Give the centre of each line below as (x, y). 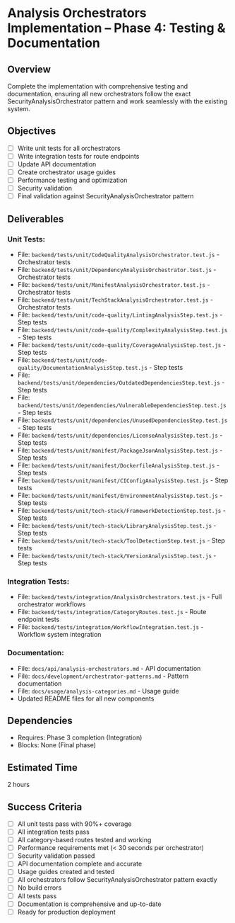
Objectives (32, 131)
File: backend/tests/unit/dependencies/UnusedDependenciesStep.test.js (122, 420)
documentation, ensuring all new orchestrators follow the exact (99, 94)
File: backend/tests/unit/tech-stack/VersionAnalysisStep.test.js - (117, 555)
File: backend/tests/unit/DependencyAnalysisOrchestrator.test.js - (117, 269)
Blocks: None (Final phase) (57, 745)
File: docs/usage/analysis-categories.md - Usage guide (98, 691)
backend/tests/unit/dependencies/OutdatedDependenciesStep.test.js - (121, 382)
